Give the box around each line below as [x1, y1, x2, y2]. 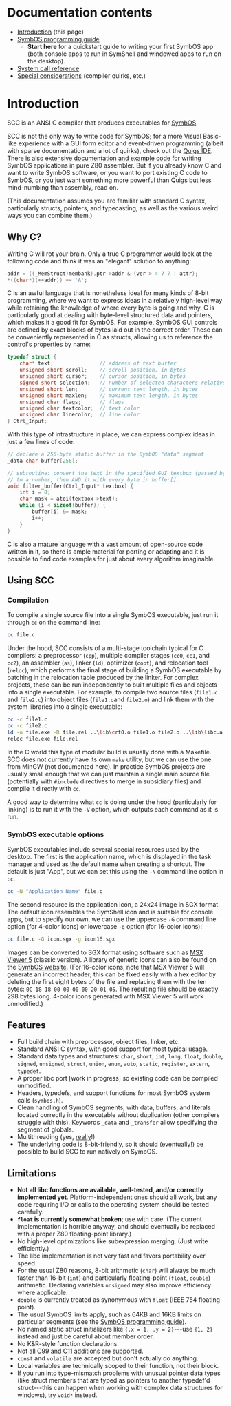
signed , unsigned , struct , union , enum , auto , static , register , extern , [16, 1060, 210, 1068]
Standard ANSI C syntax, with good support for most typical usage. [16, 1045, 208, 1053]
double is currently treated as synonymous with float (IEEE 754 [16, 1296, 197, 1304]
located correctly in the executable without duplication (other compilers [16, 1111, 220, 1119]
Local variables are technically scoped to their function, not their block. [16, 1362, 219, 1370]
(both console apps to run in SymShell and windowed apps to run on [27, 50, 222, 58]
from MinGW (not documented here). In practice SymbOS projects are [7, 762, 206, 770]
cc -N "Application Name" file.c [7, 887, 103, 894]
